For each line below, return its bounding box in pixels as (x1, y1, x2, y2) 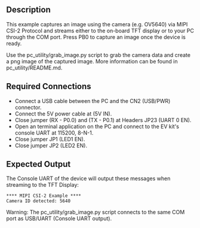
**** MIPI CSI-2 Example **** (6, 193, 82, 199)
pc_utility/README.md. (6, 64, 63, 71)
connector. (14, 104, 42, 111)
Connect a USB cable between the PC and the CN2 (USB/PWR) (14, 97, 171, 104)
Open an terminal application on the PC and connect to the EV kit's (14, 123, 179, 130)
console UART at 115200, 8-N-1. (14, 129, 94, 136)
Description (6, 5, 51, 15)
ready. (6, 39, 22, 47)
